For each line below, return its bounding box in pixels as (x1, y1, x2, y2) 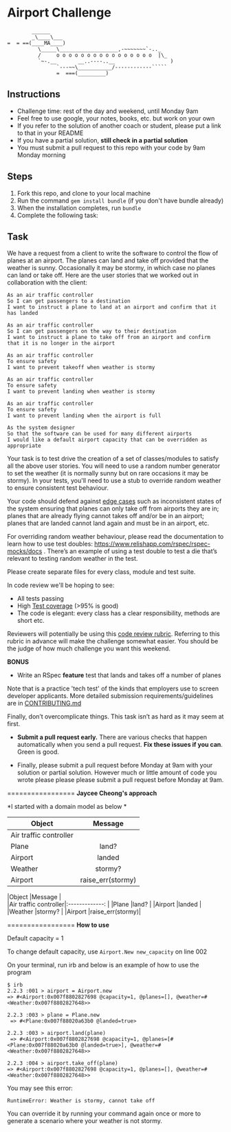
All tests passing (16, 595, 64, 603)
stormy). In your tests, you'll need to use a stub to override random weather (7, 477, 221, 485)
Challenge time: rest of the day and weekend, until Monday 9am (16, 107, 199, 115)
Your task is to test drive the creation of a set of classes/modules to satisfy (7, 455, 219, 463)
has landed (7, 310, 38, 317)
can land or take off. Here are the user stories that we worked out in (7, 271, 199, 280)
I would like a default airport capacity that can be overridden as (7, 436, 208, 444)
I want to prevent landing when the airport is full (7, 412, 162, 420)
